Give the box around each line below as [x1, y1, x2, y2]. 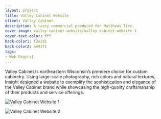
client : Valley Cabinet [5, 18, 54, 23]
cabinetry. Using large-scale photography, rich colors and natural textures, [5, 73, 156, 79]
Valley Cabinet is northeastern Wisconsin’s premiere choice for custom [5, 69, 148, 74]
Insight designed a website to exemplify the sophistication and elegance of [5, 79, 156, 85]
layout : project [5, 8, 38, 13]
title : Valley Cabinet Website [5, 13, 69, 18]
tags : [5, 49, 16, 54]
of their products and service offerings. [5, 89, 84, 95]
